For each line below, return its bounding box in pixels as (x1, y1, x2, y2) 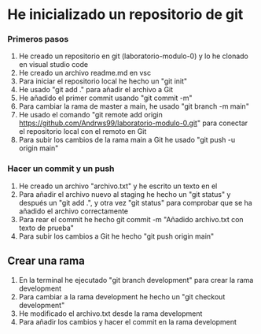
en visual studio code (18, 60, 88, 69)
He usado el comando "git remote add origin (18, 110, 163, 120)
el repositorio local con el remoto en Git (18, 127, 147, 136)
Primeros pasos (7, 34, 69, 45)
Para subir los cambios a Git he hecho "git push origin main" (18, 231, 215, 241)
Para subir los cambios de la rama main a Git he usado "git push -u (18, 135, 236, 145)
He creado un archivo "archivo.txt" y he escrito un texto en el (18, 181, 218, 191)
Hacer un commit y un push (7, 163, 115, 174)
